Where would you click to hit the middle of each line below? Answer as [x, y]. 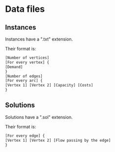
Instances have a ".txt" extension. [39, 39]
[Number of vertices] [27, 58]
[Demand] [14, 67]
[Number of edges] [24, 76]
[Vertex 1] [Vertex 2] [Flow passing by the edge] [58, 140]
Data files [25, 9]
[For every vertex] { [27, 62]
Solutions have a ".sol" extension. [39, 117]
